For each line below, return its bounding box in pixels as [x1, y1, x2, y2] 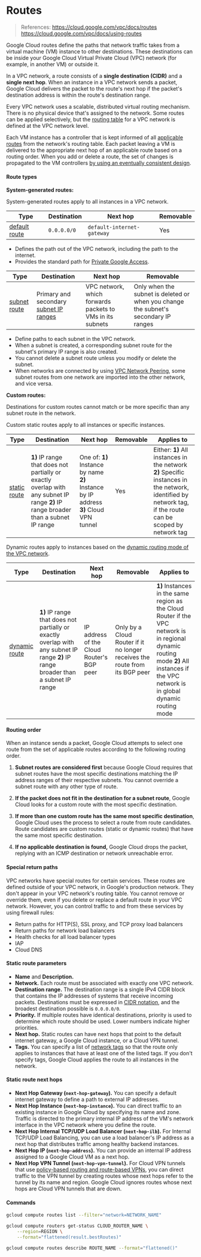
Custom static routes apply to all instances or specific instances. [6, 421, 166, 429]
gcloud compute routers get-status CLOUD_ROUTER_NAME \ [6, 1223, 148, 1229]
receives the [115, 653, 150, 662]
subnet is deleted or [133, 290, 190, 298]
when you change [133, 298, 184, 306]
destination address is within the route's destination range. [6, 91, 151, 98]
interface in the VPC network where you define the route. [14, 1121, 156, 1129]
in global [156, 687, 181, 695]
